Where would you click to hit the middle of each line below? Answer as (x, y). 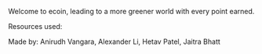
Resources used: (35, 26)
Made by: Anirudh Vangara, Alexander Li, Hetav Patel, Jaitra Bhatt (115, 41)
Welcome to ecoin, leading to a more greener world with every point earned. (131, 11)
